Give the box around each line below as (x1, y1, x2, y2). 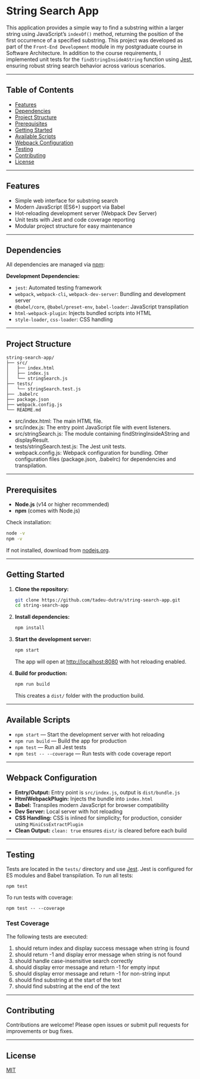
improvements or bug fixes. (6, 1028, 74, 1035)
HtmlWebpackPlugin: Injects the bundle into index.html (14, 795, 153, 802)
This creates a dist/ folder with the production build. (14, 692, 145, 699)
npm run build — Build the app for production (14, 737, 127, 744)
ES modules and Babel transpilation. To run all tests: (6, 872, 134, 879)
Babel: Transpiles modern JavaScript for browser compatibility (14, 801, 169, 808)
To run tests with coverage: (6, 894, 73, 901)
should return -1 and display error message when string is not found (14, 950, 182, 958)
